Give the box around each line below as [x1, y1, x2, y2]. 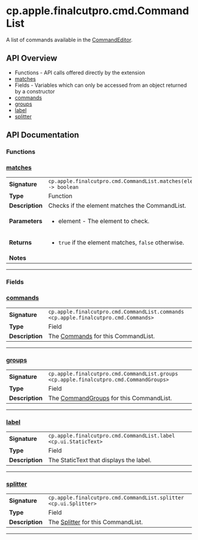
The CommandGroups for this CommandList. [48, 394, 172, 402]
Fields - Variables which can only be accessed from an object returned [14, 81, 187, 89]
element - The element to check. [58, 217, 150, 225]
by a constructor [14, 87, 55, 95]
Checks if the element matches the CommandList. [48, 202, 187, 210]
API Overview [6, 53, 58, 63]
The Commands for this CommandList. [48, 332, 155, 340]
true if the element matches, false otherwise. [58, 238, 184, 247]
